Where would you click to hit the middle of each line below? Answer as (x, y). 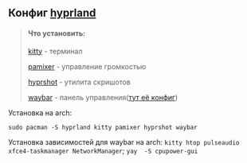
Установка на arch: (40, 113)
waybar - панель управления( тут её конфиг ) (103, 97)
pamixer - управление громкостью (87, 66)
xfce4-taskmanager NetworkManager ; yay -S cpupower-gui (103, 150)
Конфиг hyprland (52, 13)
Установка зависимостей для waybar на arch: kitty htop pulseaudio (124, 142)
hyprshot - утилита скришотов (79, 82)
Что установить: (57, 33)
